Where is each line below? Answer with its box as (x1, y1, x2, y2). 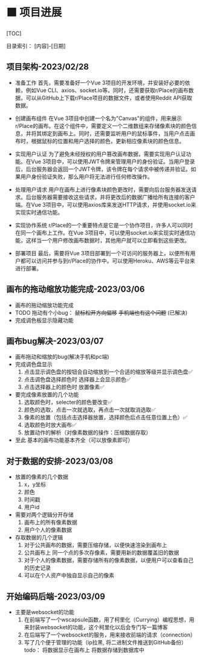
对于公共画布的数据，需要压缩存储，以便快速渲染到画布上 (24, 541, 167, 549)
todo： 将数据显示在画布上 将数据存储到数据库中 (24, 646, 145, 654)
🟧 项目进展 (6, 5, 62, 19)
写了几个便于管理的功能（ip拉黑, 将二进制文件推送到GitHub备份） (24, 639, 187, 646)
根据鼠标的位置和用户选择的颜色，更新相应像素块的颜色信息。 (31, 137, 185, 144)
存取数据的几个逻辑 (14, 534, 63, 541)
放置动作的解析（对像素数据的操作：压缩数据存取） (24, 429, 152, 437)
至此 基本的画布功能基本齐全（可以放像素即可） (14, 437, 134, 444)
